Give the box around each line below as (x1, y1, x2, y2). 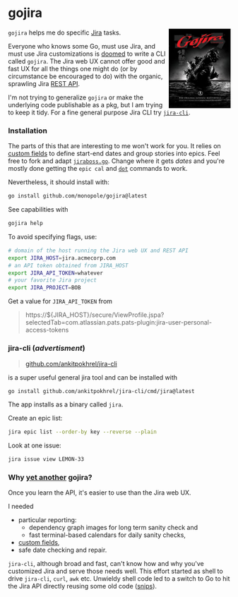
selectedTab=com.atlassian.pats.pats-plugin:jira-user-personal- (25, 318, 213, 327)
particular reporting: (18, 516, 77, 524)
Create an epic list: (8, 414, 63, 423)
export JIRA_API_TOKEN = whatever (8, 270, 103, 277)
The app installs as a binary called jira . (8, 400, 124, 409)
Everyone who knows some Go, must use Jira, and (8, 42, 156, 50)
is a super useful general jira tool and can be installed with (8, 373, 178, 382)
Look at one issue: (8, 441, 62, 450)
